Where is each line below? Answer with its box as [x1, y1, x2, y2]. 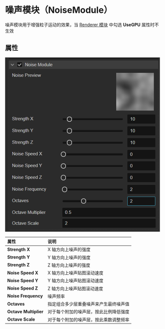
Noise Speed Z [7, 285, 38, 291]
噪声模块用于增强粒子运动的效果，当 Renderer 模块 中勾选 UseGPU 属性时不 [5, 22, 159, 28]
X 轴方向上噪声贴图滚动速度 [47, 270, 104, 276]
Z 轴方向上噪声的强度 [47, 262, 91, 268]
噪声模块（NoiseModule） [5, 4, 113, 16]
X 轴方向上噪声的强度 [47, 247, 91, 253]
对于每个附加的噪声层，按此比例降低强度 [47, 309, 130, 315]
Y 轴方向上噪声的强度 [47, 254, 91, 260]
